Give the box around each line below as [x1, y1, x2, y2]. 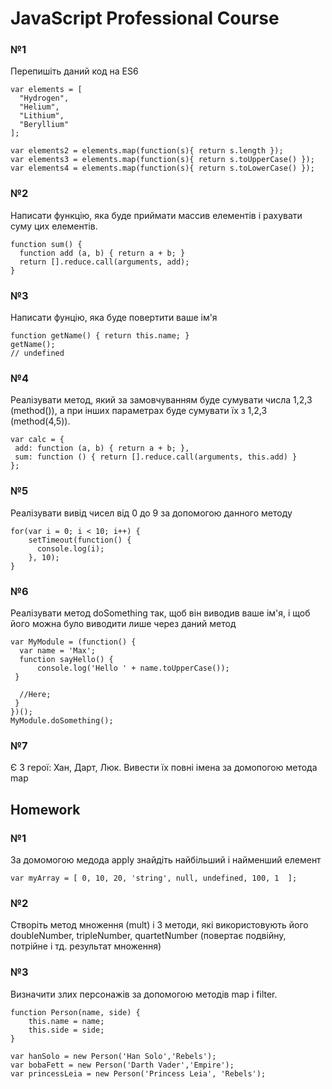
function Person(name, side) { [10, 1007, 141, 1017]
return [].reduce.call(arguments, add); [19, 257, 190, 267]
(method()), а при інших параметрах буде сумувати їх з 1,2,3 [10, 405, 268, 417]
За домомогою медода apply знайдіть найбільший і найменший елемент [10, 853, 322, 866]
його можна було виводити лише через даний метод [10, 617, 237, 629]
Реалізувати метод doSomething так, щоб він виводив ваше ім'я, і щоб [10, 607, 311, 619]
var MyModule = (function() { [10, 637, 137, 647]
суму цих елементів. [10, 220, 98, 232]
